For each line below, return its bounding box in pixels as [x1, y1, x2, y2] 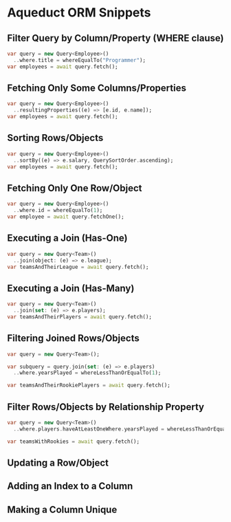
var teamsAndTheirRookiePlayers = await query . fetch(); [7, 382, 170, 389]
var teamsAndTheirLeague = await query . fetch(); [7, 263, 149, 270]
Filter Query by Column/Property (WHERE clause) [7, 32, 224, 44]
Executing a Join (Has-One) [7, 232, 129, 244]
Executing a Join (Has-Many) [7, 282, 135, 294]
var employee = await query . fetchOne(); [7, 213, 125, 221]
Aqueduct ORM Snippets [7, 5, 151, 21]
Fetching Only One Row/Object [7, 182, 142, 194]
